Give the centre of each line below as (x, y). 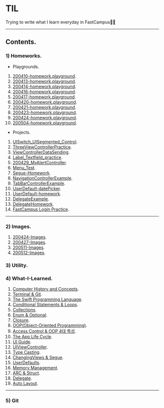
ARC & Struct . (26, 373)
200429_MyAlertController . (40, 162)
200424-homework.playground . (45, 117)
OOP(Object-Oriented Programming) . (50, 325)
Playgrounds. (26, 66)
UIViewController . (30, 347)
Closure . (21, 320)
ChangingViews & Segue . (38, 358)
